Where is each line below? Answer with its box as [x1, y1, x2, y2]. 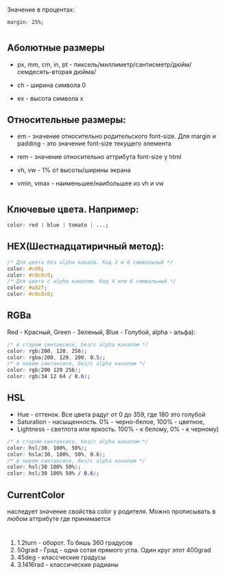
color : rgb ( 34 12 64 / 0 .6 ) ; [7, 373, 91, 380]
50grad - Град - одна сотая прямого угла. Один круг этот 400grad [16, 546, 211, 554]
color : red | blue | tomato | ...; [7, 222, 109, 228]
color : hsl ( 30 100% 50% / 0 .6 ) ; [7, 470, 99, 477]
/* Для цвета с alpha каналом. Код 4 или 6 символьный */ [7, 278, 176, 285]
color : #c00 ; [7, 265, 45, 272]
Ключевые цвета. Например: [7, 203, 139, 215]
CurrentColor [7, 489, 65, 501]
